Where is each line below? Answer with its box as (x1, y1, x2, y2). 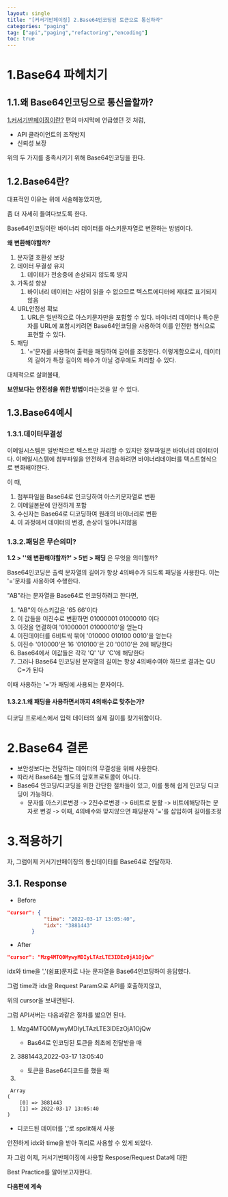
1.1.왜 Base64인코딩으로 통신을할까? (7, 97, 154, 108)
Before (16, 896, 36, 904)
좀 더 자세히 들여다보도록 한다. (7, 210, 87, 218)
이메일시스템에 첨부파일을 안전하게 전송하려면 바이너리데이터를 (16, 455, 183, 463)
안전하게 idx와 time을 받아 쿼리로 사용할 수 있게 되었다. (7, 1139, 154, 1147)
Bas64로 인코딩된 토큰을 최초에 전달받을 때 (27, 1039, 142, 1047)
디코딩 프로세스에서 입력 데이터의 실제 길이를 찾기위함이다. (7, 714, 162, 722)
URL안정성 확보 (16, 304, 59, 312)
